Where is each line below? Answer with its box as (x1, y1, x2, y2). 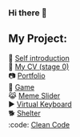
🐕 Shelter (8, 108, 42, 118)
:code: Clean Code (8, 119, 70, 129)
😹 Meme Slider (8, 91, 61, 100)
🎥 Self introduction (8, 53, 70, 62)
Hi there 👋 (8, 7, 48, 18)
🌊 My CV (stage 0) (8, 62, 70, 71)
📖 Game (8, 82, 34, 91)
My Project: (8, 32, 68, 46)
